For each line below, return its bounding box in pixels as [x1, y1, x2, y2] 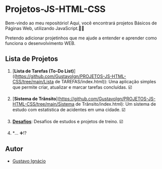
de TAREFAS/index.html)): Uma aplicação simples [55, 78, 157, 84]
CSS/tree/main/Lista [12, 78, 54, 84]
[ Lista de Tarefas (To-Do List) [12, 68, 74, 74]
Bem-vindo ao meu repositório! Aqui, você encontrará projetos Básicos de [5, 20, 158, 26]
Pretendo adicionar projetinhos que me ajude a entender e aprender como [5, 35, 158, 41]
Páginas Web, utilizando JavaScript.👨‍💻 [5, 25, 84, 31]
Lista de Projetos [5, 55, 58, 63]
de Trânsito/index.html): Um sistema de [75, 101, 157, 107]
